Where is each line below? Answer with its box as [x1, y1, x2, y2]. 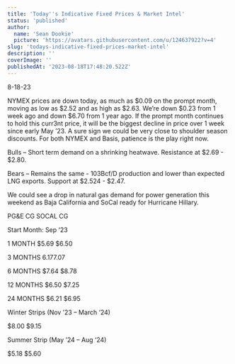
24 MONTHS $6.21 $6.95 [7, 294, 81, 302]
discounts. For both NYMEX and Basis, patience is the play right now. [7, 134, 209, 143]
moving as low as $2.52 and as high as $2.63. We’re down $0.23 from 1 [7, 104, 216, 112]
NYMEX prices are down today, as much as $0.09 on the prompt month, [7, 96, 217, 105]
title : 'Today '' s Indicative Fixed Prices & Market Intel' [7, 10, 185, 18]
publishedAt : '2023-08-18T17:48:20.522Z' [7, 63, 132, 70]
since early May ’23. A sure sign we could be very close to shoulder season [7, 126, 228, 135]
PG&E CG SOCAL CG [7, 211, 69, 220]
